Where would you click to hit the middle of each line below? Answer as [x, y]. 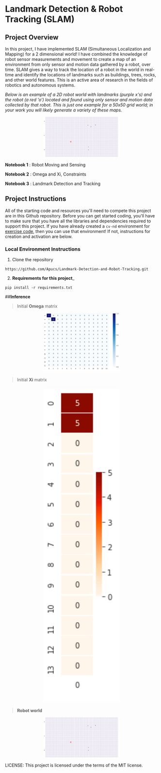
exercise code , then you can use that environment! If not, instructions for [78, 231]
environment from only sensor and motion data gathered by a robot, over [78, 64]
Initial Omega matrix [37, 306]
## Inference [18, 297]
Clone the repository [32, 260]
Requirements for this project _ [43, 278]
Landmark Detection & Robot [64, 9]
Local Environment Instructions [43, 249]
